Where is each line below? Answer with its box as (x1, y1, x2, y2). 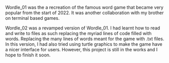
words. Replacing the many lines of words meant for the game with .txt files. (5, 36, 164, 42)
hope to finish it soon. (5, 52, 51, 58)
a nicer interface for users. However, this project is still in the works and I (5, 47, 158, 52)
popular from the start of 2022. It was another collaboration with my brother (5, 10, 164, 16)
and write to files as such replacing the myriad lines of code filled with (5, 30, 152, 36)
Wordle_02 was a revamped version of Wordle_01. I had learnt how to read (5, 25, 160, 31)
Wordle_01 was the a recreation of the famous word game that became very (5, 5, 164, 10)
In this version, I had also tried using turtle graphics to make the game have (5, 41, 162, 47)
